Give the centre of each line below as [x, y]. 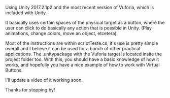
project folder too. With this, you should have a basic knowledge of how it [82, 59]
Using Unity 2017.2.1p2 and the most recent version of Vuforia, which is [80, 7]
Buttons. [14, 70]
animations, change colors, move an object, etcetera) [61, 33]
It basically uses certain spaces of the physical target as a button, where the [85, 23]
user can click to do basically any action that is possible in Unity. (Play [79, 28]
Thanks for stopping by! [30, 90]
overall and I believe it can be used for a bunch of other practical [73, 48]
